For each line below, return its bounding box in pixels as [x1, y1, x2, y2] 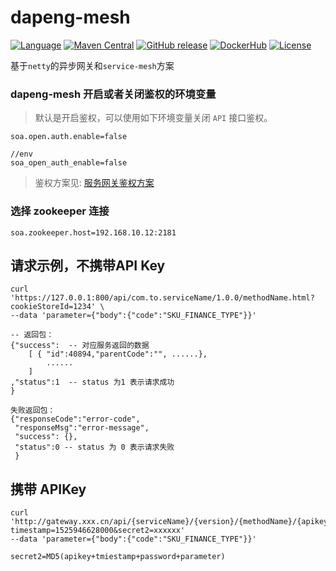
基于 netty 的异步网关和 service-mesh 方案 [10, 59, 175, 71]
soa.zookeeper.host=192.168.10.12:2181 [10, 227, 177, 238]
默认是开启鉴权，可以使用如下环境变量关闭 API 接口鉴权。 [34, 112, 273, 124]
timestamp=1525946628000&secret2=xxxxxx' [10, 526, 186, 536]
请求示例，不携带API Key [10, 257, 166, 274]
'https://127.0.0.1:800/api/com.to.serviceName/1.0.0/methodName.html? [10, 293, 315, 303]
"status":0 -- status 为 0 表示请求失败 [14, 442, 175, 453]
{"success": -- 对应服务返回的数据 [10, 341, 150, 351]
